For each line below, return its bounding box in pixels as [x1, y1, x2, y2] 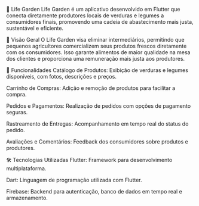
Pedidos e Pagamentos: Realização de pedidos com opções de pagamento [6, 102, 191, 110]
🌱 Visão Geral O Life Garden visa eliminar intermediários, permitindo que [6, 36, 185, 43]
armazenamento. [6, 194, 48, 201]
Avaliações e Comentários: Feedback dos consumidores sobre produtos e [6, 138, 188, 145]
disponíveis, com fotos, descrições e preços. [6, 73, 117, 80]
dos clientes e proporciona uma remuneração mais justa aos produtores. [6, 55, 185, 62]
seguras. [6, 109, 28, 116]
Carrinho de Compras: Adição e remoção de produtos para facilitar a [6, 85, 176, 92]
